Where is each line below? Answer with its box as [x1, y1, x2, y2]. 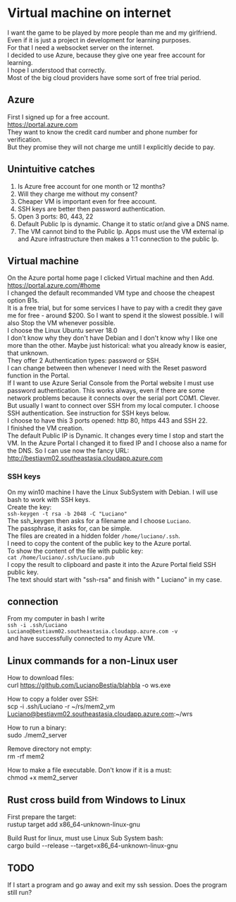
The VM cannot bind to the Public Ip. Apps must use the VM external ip [17, 227, 224, 235]
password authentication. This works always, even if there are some [7, 387, 205, 395]
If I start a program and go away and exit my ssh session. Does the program [7, 880, 228, 889]
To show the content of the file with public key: [7, 546, 143, 555]
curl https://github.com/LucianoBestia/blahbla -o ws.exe [7, 681, 171, 690]
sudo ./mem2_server [7, 731, 68, 739]
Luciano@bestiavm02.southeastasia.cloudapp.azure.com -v [7, 628, 178, 635]
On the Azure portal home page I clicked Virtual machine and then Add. [7, 274, 215, 282]
